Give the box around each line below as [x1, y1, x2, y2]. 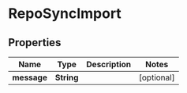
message [12, 72, 47, 83]
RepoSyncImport [8, 5, 122, 23]
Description [86, 59, 132, 70]
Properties [8, 36, 62, 49]
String [54, 72, 79, 83]
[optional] [138, 72, 175, 83]
